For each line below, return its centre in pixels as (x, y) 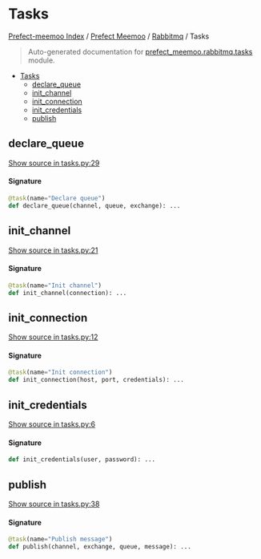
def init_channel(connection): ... (68, 293)
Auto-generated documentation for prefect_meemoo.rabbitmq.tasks (140, 51)
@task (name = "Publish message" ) (60, 539)
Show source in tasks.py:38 (54, 504)
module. (41, 60)
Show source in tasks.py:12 (53, 337)
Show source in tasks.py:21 (53, 250)
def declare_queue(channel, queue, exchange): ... (94, 205)
